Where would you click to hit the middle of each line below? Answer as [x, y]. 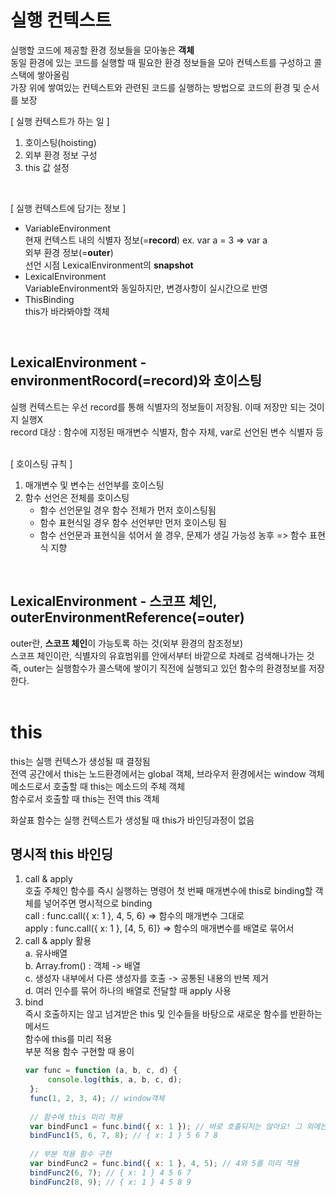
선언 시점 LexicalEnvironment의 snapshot [109, 265]
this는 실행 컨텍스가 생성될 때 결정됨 [80, 761]
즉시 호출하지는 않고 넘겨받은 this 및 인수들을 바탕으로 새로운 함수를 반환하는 [173, 1014]
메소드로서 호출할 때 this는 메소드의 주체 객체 [98, 786]
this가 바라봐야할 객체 [67, 311]
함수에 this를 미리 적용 [68, 1039]
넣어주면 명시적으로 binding [98, 903]
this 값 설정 [47, 167]
